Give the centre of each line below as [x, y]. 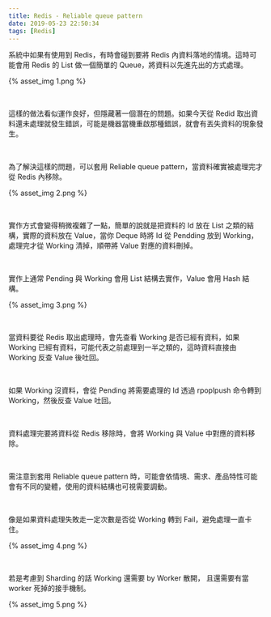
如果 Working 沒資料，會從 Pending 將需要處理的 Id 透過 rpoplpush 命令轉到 [135, 390]
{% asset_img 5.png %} [48, 605]
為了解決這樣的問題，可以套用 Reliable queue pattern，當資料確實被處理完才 [135, 167]
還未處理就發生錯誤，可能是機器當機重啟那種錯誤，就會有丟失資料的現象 [135, 124]
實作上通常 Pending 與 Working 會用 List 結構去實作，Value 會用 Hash [125, 279]
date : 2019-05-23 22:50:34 [54, 23]
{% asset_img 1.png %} [47, 81]
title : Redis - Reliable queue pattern [76, 16]
